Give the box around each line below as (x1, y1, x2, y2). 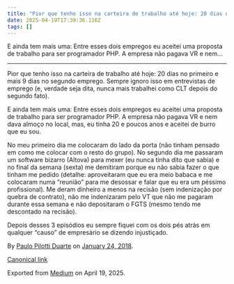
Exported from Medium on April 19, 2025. (7, 269, 125, 277)
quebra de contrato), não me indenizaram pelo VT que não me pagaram (7, 193, 214, 201)
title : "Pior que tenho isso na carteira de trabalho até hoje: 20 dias (7, 10, 223, 17)
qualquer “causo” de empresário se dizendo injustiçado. (7, 228, 169, 237)
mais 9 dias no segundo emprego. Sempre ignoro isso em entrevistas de (7, 77, 216, 86)
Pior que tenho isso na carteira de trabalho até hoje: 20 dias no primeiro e (7, 70, 219, 78)
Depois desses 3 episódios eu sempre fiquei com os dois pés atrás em (7, 221, 210, 230)
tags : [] (7, 23, 33, 30)
